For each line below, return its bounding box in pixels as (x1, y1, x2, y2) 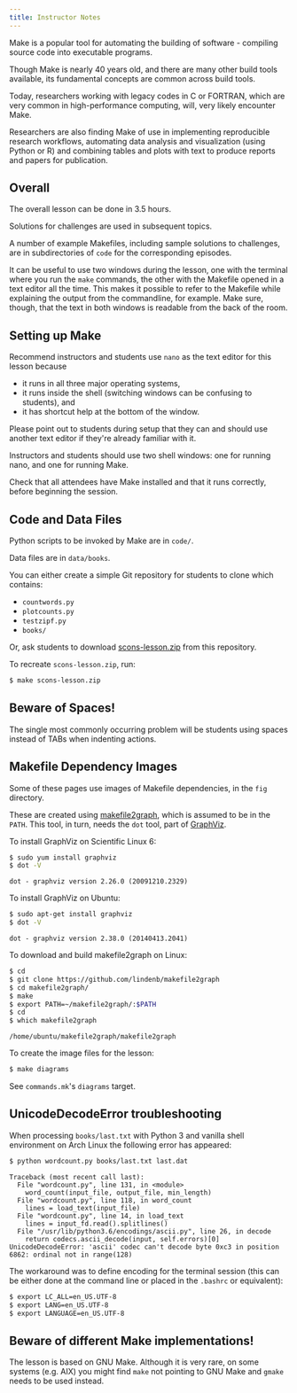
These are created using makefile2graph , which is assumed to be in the (9, 809, 270, 820)
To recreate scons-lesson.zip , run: (9, 659, 136, 670)
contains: (9, 580, 43, 590)
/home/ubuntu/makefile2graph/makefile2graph (9, 1032, 176, 1041)
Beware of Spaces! (9, 701, 115, 716)
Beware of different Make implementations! (9, 1333, 254, 1348)
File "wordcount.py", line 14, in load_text (17, 1211, 184, 1220)
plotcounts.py (21, 608, 74, 617)
